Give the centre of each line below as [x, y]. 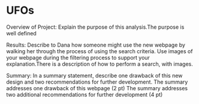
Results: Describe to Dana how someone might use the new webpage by [96, 45]
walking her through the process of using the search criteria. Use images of [99, 51]
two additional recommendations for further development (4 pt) [85, 94]
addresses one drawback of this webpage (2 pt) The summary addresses [97, 88]
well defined [22, 33]
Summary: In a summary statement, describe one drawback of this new [94, 75]
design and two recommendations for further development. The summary [97, 82]
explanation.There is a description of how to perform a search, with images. [99, 64]
